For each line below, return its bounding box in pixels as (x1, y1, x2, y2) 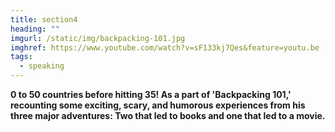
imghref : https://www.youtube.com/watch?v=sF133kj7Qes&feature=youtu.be (10, 42, 320, 53)
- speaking (19, 61, 65, 71)
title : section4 (10, 14, 78, 25)
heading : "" (10, 24, 60, 34)
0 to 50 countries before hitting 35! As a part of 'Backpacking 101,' (10, 89, 292, 100)
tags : (10, 52, 33, 62)
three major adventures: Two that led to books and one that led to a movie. (10, 110, 326, 121)
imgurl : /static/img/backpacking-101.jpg (10, 33, 186, 43)
